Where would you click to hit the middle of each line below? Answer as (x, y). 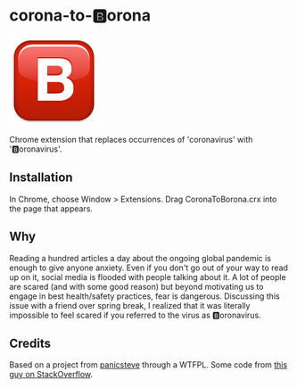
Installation (41, 178)
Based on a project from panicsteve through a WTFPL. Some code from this (148, 365)
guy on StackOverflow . (51, 375)
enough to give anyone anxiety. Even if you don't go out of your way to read (148, 268)
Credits (30, 343)
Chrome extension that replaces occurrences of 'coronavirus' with (131, 139)
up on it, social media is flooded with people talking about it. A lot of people (148, 277)
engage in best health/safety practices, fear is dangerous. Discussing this (144, 296)
